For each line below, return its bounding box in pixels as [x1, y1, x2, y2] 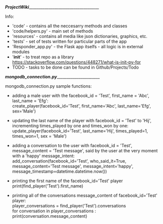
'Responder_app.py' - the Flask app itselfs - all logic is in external [12, 44, 144, 49]
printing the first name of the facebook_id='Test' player [12, 178, 123, 184]
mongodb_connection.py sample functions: [5, 83, 92, 89]
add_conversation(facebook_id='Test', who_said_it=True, [12, 158, 127, 164]
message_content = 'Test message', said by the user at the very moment [12, 148, 158, 153]
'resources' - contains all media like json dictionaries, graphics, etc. [12, 34, 147, 39]
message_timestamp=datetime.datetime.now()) [12, 168, 107, 174]
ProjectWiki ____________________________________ [5, 4, 99, 10]
